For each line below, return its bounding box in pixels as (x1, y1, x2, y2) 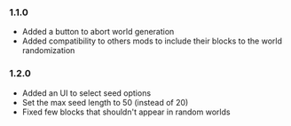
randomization (21, 45, 75, 56)
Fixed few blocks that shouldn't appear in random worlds (21, 106, 231, 117)
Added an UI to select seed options (21, 87, 152, 98)
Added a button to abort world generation (21, 27, 175, 37)
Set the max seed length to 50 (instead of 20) (21, 97, 189, 107)
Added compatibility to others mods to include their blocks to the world (21, 35, 282, 46)
